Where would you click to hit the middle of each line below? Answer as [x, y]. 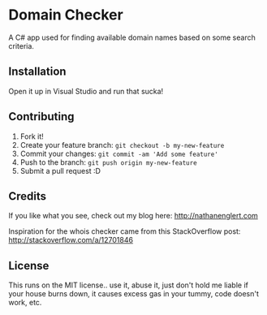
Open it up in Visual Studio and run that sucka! [86, 91]
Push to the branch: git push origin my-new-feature [108, 162]
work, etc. [25, 303]
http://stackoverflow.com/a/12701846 [71, 240]
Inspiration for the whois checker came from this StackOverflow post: [125, 231]
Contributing [41, 117]
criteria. [22, 45]
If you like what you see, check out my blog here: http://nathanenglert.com [133, 216]
